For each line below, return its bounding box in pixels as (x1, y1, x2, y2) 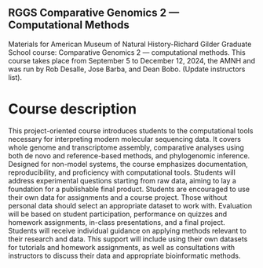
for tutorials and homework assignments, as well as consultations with (8, 242, 236, 252)
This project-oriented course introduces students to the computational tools (8, 125, 254, 136)
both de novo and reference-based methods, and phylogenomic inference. (8, 150, 250, 160)
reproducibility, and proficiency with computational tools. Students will (8, 168, 236, 177)
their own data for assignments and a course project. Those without (8, 192, 228, 202)
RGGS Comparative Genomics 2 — (8, 6, 180, 20)
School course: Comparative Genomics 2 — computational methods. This (8, 47, 246, 57)
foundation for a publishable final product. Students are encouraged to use (8, 184, 250, 194)
